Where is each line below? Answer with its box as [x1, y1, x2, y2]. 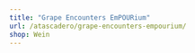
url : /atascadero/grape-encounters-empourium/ [9, 22, 187, 31]
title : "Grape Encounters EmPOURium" [9, 13, 151, 22]
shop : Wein [9, 30, 50, 39]
